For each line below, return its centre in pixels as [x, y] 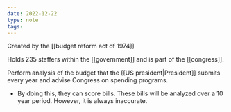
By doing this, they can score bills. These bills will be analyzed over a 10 [120, 93]
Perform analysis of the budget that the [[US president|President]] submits [114, 73]
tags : [15, 26]
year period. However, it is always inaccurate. [82, 101]
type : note [23, 20]
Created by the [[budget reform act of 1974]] [71, 46]
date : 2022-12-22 [32, 13]
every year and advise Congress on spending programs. [88, 80]
